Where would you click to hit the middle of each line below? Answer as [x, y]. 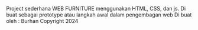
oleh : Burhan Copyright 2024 [42, 21]
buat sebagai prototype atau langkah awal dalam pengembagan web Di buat [99, 15]
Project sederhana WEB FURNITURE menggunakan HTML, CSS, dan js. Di [96, 9]
